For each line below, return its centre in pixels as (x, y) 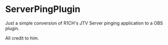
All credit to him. (22, 38)
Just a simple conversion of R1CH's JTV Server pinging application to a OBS (84, 23)
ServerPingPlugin (43, 9)
